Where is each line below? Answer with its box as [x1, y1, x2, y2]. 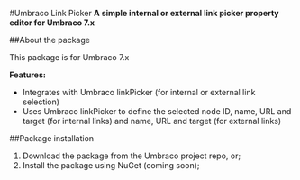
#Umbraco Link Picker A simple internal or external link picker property [9, 8, 279, 18]
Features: [9, 69, 47, 80]
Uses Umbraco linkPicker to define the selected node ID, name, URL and [22, 106, 292, 116]
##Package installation [9, 133, 95, 143]
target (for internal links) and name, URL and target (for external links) [22, 116, 282, 126]
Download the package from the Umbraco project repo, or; [22, 150, 241, 161]
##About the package [9, 35, 90, 45]
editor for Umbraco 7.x [9, 17, 95, 28]
